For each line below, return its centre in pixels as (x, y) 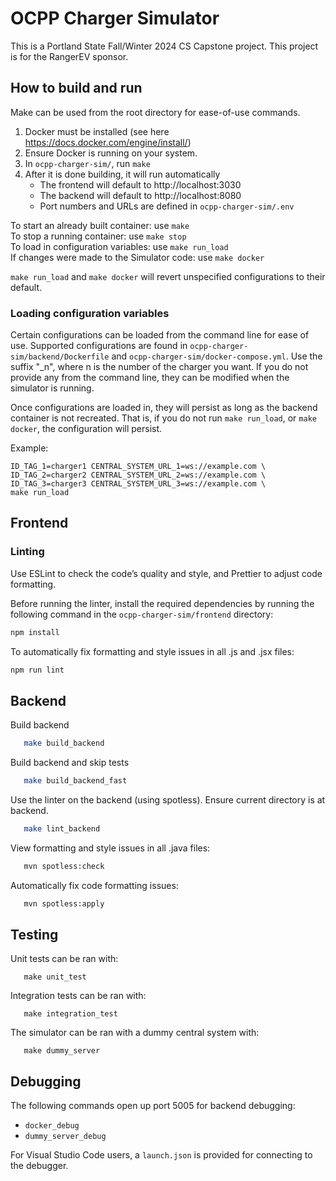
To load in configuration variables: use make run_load (119, 246)
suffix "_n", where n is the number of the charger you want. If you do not (159, 367)
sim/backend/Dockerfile (60, 357)
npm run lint (37, 670)
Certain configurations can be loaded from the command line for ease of (160, 335)
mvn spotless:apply (64, 903)
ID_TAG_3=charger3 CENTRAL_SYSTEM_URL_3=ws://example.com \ (138, 484)
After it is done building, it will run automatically (122, 174)
